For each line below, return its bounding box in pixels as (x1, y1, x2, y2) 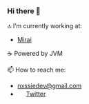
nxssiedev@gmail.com (17, 82, 82, 90)
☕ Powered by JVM (7, 50, 63, 58)
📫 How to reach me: (7, 65, 66, 74)
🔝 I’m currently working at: (7, 22, 83, 30)
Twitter (26, 90, 46, 98)
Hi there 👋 (7, 6, 41, 16)
